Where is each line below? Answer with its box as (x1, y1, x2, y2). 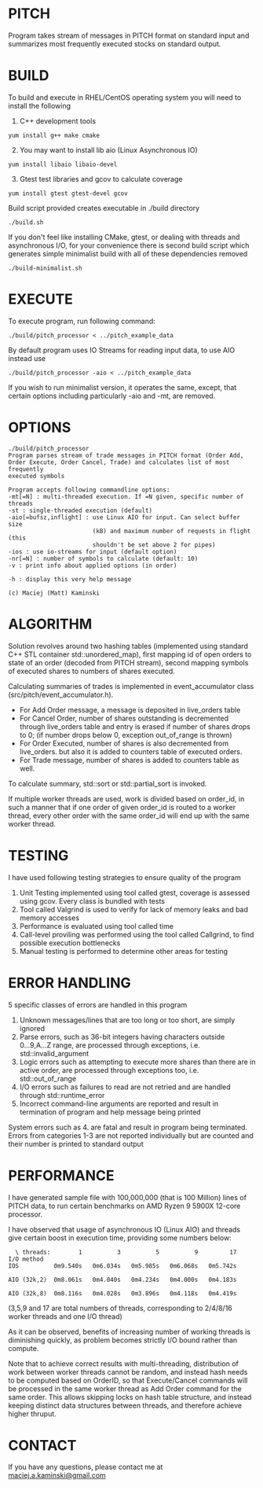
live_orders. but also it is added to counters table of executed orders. (19, 746, 243, 756)
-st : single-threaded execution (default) (8, 506, 153, 514)
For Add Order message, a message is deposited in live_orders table (19, 705, 241, 714)
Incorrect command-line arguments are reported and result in (19, 1099, 218, 1108)
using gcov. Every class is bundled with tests (19, 896, 165, 905)
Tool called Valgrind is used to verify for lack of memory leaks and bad (19, 904, 249, 914)
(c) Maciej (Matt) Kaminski (8, 589, 100, 597)
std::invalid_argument (19, 1048, 89, 1058)
